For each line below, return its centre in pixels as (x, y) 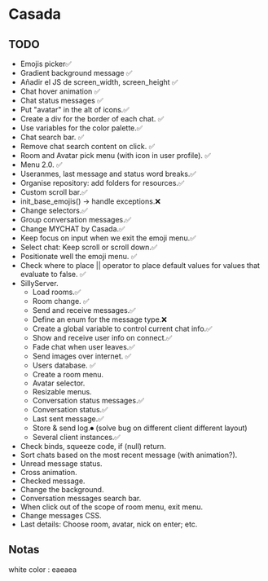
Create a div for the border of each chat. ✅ (92, 119)
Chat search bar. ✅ (52, 137)
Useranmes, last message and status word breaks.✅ (108, 174)
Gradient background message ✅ (76, 73)
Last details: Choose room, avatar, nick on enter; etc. (109, 524)
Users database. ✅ (64, 365)
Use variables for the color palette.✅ (81, 128)
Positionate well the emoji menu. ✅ (79, 256)
